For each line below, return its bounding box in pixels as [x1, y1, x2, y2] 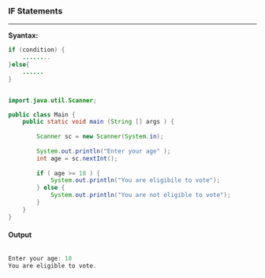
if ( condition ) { [8, 46, 65, 54]
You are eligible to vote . [8, 261, 97, 269]
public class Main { [8, 110, 77, 119]
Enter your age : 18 [8, 254, 73, 262]
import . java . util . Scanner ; [8, 96, 97, 104]
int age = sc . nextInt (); [36, 154, 118, 162]
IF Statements [8, 6, 63, 17]
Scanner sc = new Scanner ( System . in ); [36, 132, 164, 141]
